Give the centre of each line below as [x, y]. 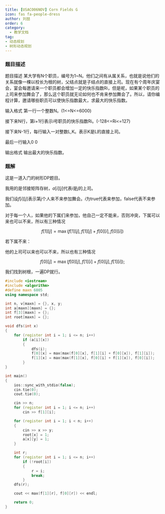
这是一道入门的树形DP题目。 [34, 178]
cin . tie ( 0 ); [26, 390]
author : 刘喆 [18, 19]
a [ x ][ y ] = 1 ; [36, 439]
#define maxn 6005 [24, 290]
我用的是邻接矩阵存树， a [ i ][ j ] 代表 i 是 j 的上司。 [50, 188]
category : [15, 28]
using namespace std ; [27, 295]
